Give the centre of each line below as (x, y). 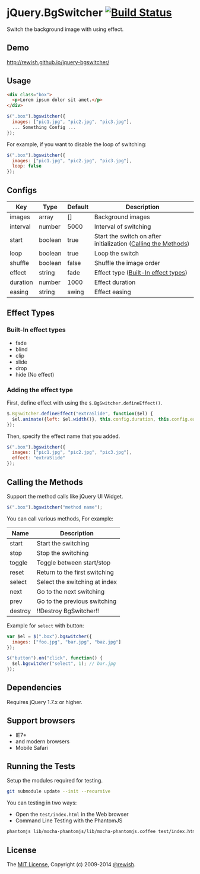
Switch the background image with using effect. (65, 29)
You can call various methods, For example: (60, 518)
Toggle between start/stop (74, 563)
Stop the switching (63, 553)
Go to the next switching (71, 591)
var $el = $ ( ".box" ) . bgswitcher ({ (50, 636)
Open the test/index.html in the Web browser (72, 815)
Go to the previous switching (77, 601)
